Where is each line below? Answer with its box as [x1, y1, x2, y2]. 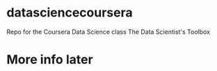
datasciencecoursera [6, 5, 133, 21]
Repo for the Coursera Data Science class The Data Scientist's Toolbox [6, 28, 210, 36]
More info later [6, 52, 93, 68]
